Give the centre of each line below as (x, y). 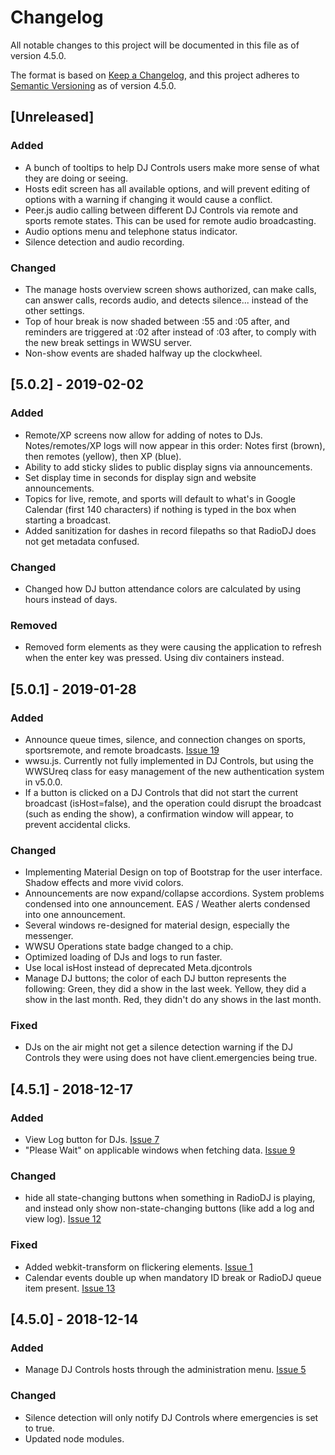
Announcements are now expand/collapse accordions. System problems (174, 893)
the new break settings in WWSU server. (108, 342)
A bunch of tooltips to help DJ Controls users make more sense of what (172, 167)
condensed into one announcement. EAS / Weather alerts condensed (167, 904)
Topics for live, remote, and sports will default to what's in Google (160, 498)
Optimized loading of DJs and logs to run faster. (123, 957)
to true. (39, 1428)
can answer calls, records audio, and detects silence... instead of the (166, 300)
